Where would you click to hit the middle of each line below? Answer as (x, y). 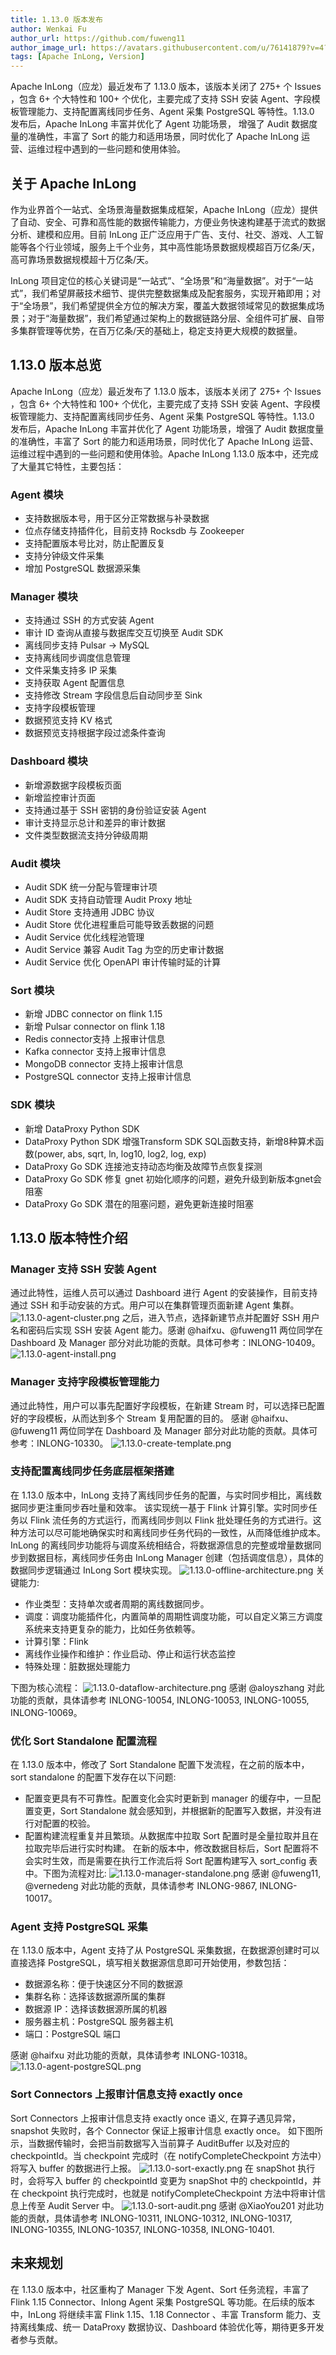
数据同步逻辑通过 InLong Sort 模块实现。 (94, 1570)
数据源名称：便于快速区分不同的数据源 (103, 1984)
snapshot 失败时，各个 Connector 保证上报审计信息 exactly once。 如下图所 (166, 2130)
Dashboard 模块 (49, 761)
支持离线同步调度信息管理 (77, 658)
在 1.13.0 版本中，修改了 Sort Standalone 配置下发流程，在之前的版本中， (160, 1765)
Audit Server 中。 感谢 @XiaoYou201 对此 (181, 2205)
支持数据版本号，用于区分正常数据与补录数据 (117, 518)
